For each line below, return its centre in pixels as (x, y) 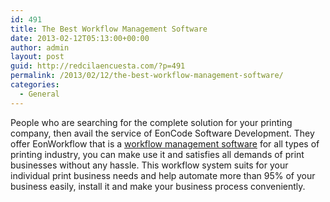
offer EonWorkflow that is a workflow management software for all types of (165, 143)
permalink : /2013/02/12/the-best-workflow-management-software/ (147, 76)
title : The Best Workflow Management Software (109, 29)
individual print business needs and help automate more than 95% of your (163, 175)
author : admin (40, 47)
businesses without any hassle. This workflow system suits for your (149, 165)
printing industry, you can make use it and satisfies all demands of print (157, 154)
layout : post (37, 57)
